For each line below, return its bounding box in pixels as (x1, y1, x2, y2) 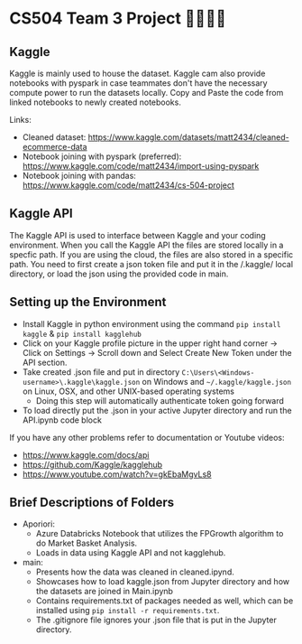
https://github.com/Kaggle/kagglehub (22, 459, 163, 470)
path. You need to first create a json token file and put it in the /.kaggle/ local (9, 258, 294, 269)
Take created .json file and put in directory (22, 366, 180, 378)
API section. (22, 357, 68, 368)
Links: (9, 115, 32, 125)
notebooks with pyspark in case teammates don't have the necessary (9, 78, 268, 89)
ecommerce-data (22, 142, 87, 152)
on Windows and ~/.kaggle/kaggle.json (142, 376, 291, 387)
